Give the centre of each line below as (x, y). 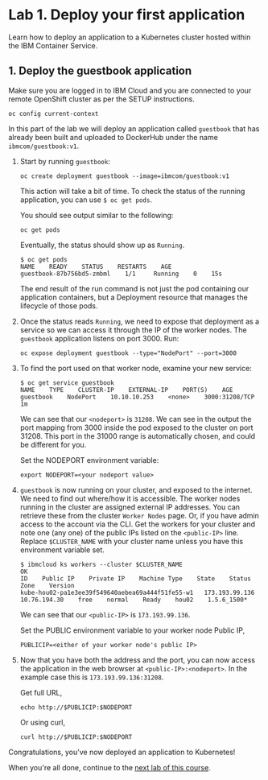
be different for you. (53, 444)
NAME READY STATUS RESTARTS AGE (96, 266)
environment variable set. (62, 550)
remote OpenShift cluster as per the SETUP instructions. (101, 99)
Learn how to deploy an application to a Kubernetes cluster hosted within (130, 37)
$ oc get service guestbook (67, 383)
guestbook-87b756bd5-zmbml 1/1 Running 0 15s (121, 274)
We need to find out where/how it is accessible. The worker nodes (130, 498)
